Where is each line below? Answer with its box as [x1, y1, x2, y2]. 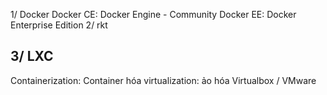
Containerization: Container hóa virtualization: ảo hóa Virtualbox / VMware [10, 74, 317, 86]
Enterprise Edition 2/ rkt [10, 19, 108, 31]
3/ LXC [10, 48, 54, 65]
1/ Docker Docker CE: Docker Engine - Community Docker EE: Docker [10, 9, 297, 20]
